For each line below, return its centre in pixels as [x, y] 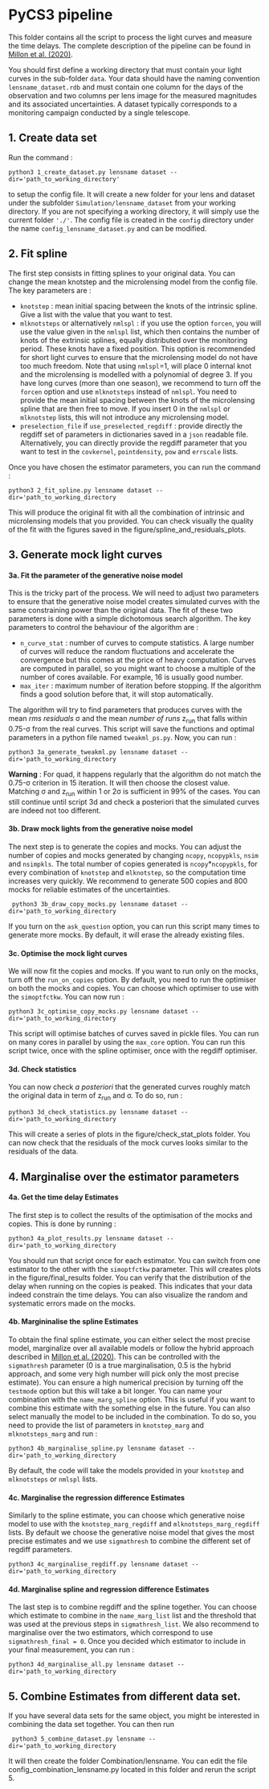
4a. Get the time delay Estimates [63, 1197]
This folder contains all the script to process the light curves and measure [130, 37]
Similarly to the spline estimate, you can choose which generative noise [126, 1515]
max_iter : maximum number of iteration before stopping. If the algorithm [141, 685]
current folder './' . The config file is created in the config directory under [131, 220]
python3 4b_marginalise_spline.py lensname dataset [96, 1448]
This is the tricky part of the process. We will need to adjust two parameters [134, 593]
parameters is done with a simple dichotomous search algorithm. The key [130, 619]
